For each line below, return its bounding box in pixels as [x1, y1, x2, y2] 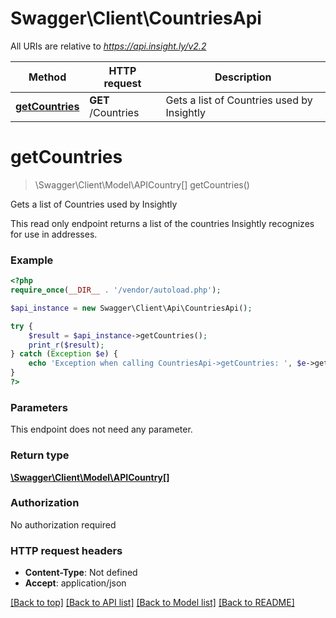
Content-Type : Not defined [24, 567, 138, 579]
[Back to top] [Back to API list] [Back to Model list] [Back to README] [10, 597, 295, 609]
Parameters [10, 400, 68, 414]
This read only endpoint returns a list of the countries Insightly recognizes [10, 217, 315, 229]
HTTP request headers [10, 543, 123, 557]
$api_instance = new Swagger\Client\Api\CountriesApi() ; [10, 303, 253, 313]
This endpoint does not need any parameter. [10, 423, 193, 436]
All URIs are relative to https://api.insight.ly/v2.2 [10, 40, 207, 52]
